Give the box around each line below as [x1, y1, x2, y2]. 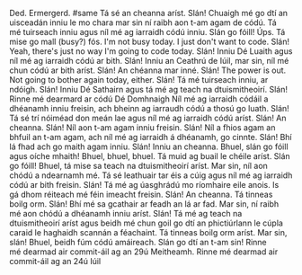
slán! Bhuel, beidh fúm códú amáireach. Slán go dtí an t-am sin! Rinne [9, 237, 267, 247]
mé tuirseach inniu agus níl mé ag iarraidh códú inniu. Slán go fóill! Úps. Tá [9, 27, 286, 37]
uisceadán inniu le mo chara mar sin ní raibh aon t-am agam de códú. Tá [9, 17, 277, 28]
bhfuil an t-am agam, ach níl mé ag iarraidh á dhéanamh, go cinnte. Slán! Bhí [9, 132, 292, 142]
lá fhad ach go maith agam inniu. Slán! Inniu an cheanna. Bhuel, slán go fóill [9, 141, 289, 152]
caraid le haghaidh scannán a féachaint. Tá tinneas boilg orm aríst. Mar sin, [9, 227, 288, 237]
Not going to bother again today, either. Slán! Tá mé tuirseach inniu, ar [9, 75, 269, 84]
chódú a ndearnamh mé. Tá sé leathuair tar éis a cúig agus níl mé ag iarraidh [9, 170, 293, 181]
